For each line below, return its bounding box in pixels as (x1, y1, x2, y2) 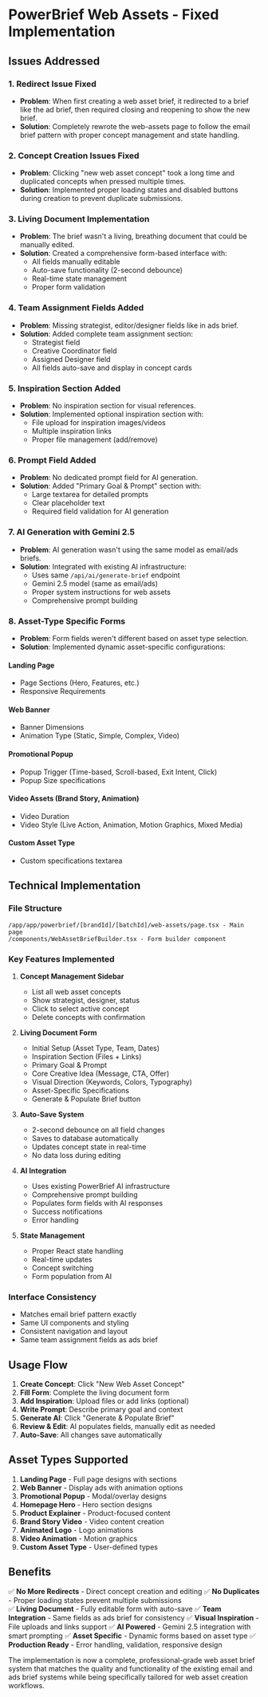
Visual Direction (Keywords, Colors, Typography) (31, 1077, 193, 1086)
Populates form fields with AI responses (31, 1198, 164, 1207)
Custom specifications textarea (19, 856, 123, 865)
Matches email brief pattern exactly (19, 1309, 137, 1319)
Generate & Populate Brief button (31, 1094, 141, 1104)
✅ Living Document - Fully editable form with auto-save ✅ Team (8, 1604, 222, 1613)
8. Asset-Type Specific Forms (8, 616, 126, 627)
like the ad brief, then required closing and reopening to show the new (19, 104, 251, 114)
